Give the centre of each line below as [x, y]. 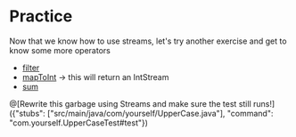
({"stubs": [28, 113]
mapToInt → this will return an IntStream [95, 77]
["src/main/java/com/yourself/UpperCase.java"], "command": [160, 113]
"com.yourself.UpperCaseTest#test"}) [79, 123]
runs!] [264, 103]
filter [31, 68]
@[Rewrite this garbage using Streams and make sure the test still [130, 103]
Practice [41, 16]
